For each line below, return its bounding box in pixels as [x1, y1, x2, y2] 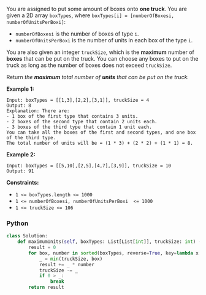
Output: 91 [6, 168, 34, 174]
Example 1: [6, 85, 35, 93]
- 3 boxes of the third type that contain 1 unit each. [6, 124, 152, 130]
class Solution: [6, 233, 48, 239]
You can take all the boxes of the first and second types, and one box [6, 129, 196, 136]
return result [28, 285, 64, 291]
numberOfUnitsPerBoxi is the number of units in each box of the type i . [15, 37, 193, 44]
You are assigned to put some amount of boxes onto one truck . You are [6, 6, 187, 12]
